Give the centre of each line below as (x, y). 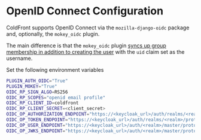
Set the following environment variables (55, 69)
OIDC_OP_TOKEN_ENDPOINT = (37, 120)
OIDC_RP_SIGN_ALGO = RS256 (37, 92)
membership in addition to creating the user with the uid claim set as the (95, 51)
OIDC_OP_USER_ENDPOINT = (36, 125)
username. (19, 58)
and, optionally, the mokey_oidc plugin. (53, 34)
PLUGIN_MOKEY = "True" (32, 86)
